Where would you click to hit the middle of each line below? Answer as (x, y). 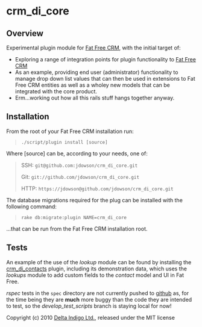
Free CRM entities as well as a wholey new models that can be (92, 85)
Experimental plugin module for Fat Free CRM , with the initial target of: (93, 48)
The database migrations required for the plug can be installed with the (94, 200)
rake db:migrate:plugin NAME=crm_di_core (74, 217)
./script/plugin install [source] (64, 142)
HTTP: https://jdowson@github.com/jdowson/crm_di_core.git (97, 188)
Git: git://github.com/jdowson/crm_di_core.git (80, 176)
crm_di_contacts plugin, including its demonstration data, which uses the (96, 269)
